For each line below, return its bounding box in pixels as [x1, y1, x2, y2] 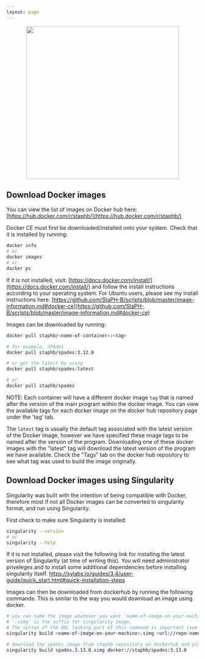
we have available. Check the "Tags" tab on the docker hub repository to [6, 451, 189, 458]
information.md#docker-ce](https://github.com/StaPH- [6, 302, 145, 309]
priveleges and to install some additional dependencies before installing [6, 564, 187, 571]
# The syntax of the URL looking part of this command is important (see [6, 625, 198, 631]
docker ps [6, 265, 32, 271]
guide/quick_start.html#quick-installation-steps [6, 576, 125, 584]
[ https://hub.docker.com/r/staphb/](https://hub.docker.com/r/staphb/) [6, 212, 182, 220]
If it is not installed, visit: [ [6, 276, 71, 284]
